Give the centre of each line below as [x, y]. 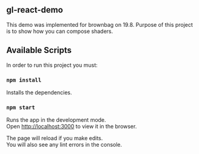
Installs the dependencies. [39, 92]
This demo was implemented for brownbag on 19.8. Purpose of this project [99, 24]
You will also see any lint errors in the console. [64, 145]
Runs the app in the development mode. [56, 120]
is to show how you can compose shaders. [60, 31]
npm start [21, 107]
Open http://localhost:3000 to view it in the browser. [72, 127]
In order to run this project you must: [52, 65]
